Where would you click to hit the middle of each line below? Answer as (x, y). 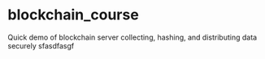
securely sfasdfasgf (41, 45)
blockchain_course (73, 15)
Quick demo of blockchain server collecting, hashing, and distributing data (132, 37)
